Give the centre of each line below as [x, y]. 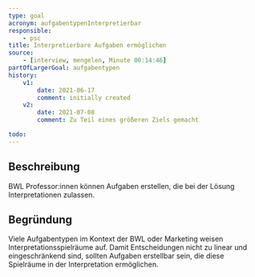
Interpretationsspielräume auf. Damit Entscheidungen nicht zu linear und [128, 247]
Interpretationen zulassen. [51, 195]
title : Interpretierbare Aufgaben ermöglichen [87, 46]
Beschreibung [44, 167]
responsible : [30, 30]
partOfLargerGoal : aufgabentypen [64, 68]
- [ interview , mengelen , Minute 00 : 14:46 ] [95, 61]
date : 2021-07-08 [66, 113]
